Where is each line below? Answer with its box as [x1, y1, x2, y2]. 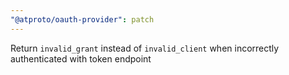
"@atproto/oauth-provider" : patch [10, 14, 155, 25]
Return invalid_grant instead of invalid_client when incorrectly [10, 42, 280, 54]
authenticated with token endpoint [10, 52, 152, 65]
